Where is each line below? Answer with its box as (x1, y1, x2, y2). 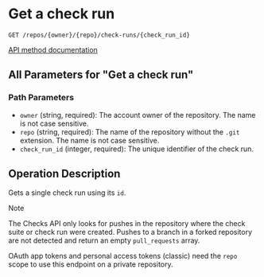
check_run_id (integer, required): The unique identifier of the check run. (19, 144, 254, 154)
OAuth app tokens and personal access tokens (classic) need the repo (8, 252, 238, 261)
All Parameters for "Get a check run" (8, 68, 194, 82)
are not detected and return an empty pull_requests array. (8, 236, 200, 245)
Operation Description (8, 167, 121, 181)
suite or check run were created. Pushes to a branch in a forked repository (8, 228, 253, 237)
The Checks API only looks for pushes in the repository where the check (8, 219, 246, 228)
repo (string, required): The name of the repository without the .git (19, 127, 240, 136)
